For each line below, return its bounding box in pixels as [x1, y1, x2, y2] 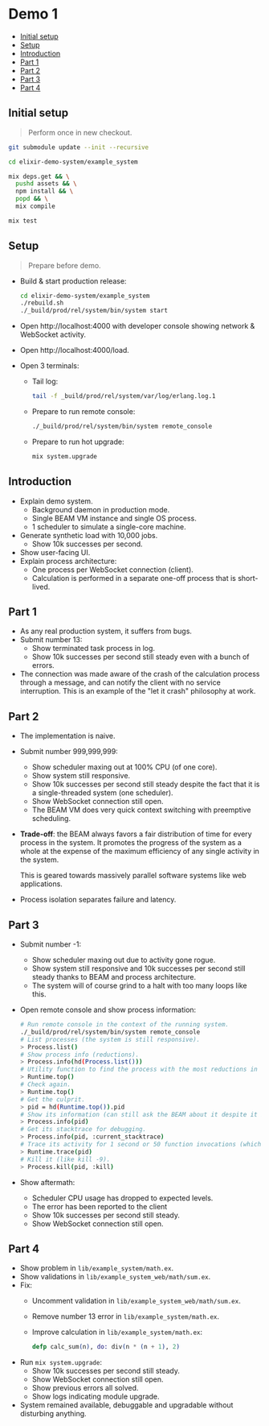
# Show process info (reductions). [19, 1051, 140, 1059]
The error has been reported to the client [31, 1201, 168, 1211]
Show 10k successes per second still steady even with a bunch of [31, 652, 251, 661]
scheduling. [31, 814, 71, 823]
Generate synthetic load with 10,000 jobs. [19, 530, 158, 540]
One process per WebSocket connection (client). [31, 565, 194, 574]
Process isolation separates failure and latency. [19, 895, 177, 905]
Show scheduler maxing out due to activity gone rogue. [31, 956, 216, 965]
